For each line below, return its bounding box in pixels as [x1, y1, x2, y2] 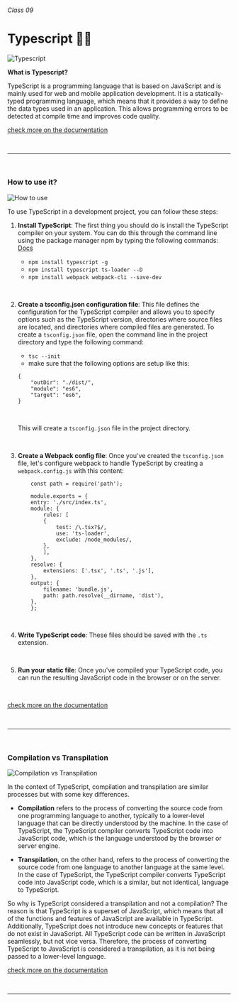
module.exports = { [30, 492, 89, 500]
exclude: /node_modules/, [55, 536, 132, 543]
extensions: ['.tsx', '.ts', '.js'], [43, 567, 154, 574]
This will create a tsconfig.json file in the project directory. [17, 423, 191, 432]
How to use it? [7, 178, 58, 187]
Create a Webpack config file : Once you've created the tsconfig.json [17, 451, 225, 459]
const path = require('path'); [30, 480, 123, 487]
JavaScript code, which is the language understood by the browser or [17, 834, 222, 843]
